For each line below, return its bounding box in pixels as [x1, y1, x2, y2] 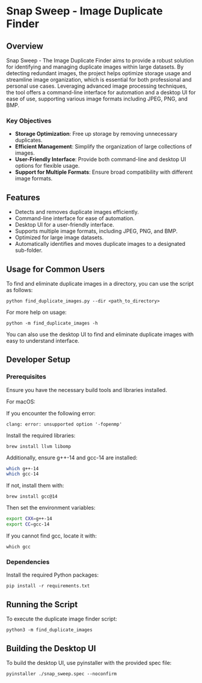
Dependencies [6, 558, 50, 566]
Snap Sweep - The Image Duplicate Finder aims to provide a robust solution [6, 57, 194, 64]
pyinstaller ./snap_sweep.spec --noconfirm [6, 671, 117, 677]
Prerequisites [6, 373, 46, 381]
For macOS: [6, 398, 36, 405]
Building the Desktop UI [6, 643, 96, 654]
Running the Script [6, 599, 78, 610]
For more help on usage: [6, 308, 67, 316]
